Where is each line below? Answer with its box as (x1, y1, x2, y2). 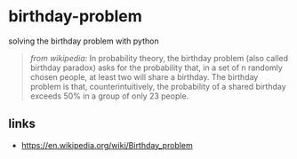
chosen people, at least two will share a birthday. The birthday (29, 71, 259, 82)
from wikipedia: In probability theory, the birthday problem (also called (29, 52, 289, 63)
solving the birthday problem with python (8, 36, 159, 46)
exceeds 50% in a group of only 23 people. (29, 91, 189, 101)
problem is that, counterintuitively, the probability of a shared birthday (29, 81, 286, 91)
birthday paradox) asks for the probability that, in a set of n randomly (29, 62, 284, 73)
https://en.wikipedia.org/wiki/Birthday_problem (20, 139, 193, 150)
